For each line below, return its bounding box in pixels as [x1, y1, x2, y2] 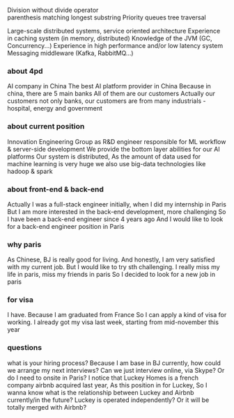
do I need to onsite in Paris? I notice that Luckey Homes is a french [7, 373, 199, 382]
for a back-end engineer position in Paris [7, 222, 125, 230]
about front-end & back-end [7, 184, 104, 194]
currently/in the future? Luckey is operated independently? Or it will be [7, 396, 210, 404]
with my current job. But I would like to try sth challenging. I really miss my [7, 263, 221, 271]
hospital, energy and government [7, 104, 103, 113]
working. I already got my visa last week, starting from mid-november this [7, 318, 219, 326]
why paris [7, 239, 42, 249]
